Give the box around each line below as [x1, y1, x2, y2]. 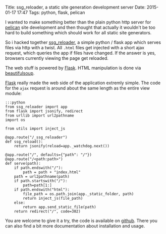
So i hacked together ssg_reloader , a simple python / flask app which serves [5, 39, 161, 45]
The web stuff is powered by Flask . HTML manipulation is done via [5, 65, 141, 71]
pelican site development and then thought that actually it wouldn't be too [5, 24, 156, 30]
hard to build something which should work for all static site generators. [5, 30, 152, 35]
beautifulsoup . [5, 70, 35, 76]
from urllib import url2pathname [5, 113, 74, 118]
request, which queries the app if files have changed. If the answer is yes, [5, 50, 156, 56]
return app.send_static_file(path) [23, 205, 97, 210]
